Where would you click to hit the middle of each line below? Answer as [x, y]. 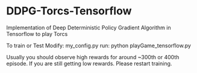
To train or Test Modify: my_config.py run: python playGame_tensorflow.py [99, 45]
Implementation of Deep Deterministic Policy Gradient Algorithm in [89, 28]
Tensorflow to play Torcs [37, 34]
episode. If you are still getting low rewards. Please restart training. [89, 63]
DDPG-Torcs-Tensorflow [69, 11]
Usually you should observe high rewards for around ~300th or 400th [93, 57]
